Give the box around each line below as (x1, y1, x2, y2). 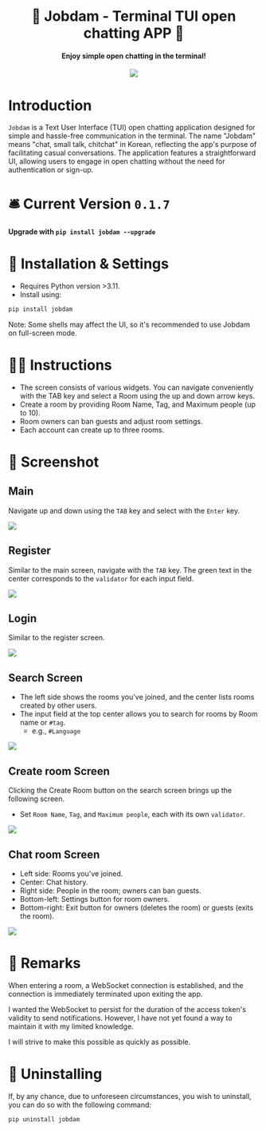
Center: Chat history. (19, 877, 88, 887)
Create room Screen (8, 764, 110, 778)
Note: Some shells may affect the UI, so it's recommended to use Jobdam (8, 319, 251, 329)
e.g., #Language (31, 726, 81, 736)
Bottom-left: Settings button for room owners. (19, 894, 170, 903)
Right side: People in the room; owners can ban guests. (19, 886, 201, 895)
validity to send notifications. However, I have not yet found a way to (8, 1013, 233, 1022)
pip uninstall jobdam (8, 1115, 80, 1123)
